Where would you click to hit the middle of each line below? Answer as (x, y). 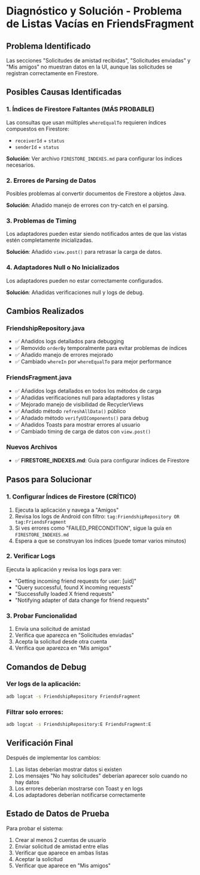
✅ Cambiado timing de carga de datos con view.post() (83, 431)
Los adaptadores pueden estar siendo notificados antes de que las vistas (97, 234)
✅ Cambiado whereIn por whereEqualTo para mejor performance (93, 361)
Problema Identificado (49, 46)
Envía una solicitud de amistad (52, 629)
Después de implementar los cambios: (54, 757)
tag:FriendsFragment (40, 522)
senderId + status (37, 147)
